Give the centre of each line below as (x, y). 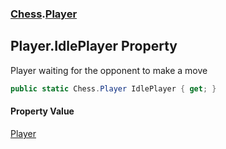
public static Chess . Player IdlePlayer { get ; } (113, 88)
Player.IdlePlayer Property (94, 46)
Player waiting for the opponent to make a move (109, 70)
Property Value (42, 111)
